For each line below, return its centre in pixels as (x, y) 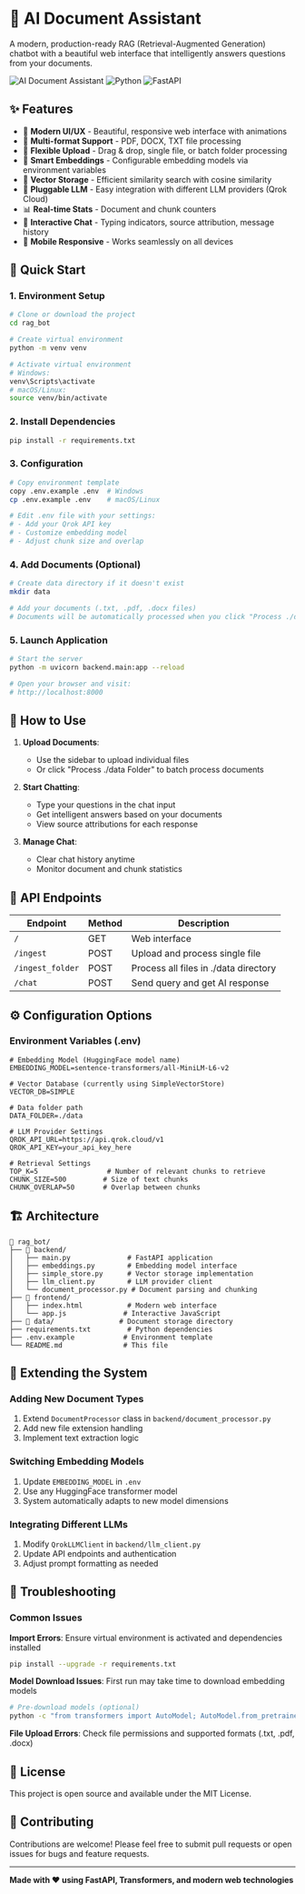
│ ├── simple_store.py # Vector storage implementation (132, 1273)
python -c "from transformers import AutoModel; (103, 1716)
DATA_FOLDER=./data (46, 1116)
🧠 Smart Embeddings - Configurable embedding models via (135, 160)
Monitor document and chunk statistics (109, 869)
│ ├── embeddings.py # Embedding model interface (123, 1266)
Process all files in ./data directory (204, 968)
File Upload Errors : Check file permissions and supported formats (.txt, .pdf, (152, 1734)
